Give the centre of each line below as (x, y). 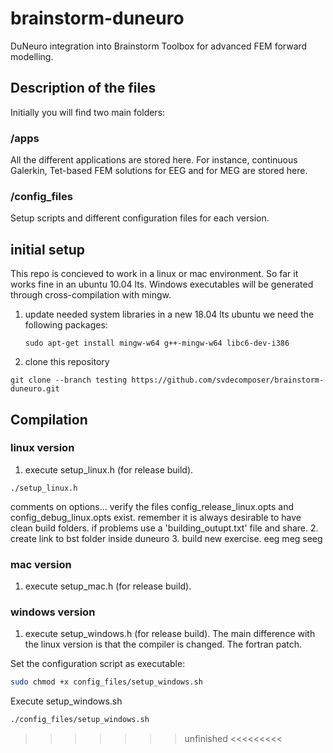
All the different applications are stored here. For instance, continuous (154, 160)
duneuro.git (35, 389)
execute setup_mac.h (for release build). (108, 586)
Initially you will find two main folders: (88, 112)
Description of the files (83, 88)
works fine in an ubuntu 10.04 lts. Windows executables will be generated (162, 284)
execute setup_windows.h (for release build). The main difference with (170, 634)
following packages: (66, 325)
